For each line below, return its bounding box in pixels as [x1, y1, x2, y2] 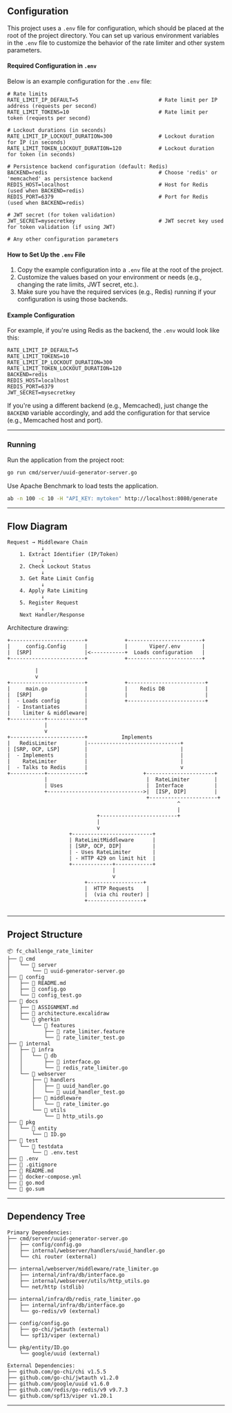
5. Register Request [19, 600, 79, 607]
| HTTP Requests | [84, 885, 150, 892]
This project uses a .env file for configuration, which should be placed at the [7, 24, 224, 32]
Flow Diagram [7, 520, 68, 532]
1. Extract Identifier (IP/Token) [19, 551, 119, 558]
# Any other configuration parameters [7, 236, 119, 243]
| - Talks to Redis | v [7, 764, 184, 771]
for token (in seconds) [7, 151, 76, 158]
